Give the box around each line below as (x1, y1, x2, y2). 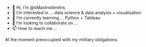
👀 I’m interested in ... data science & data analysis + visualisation (12, 10, 142, 16)
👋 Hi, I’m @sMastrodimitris (12, 5, 66, 10)
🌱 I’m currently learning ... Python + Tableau (12, 15, 101, 20)
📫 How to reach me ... (12, 26, 57, 31)
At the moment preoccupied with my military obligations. (5, 37, 118, 42)
